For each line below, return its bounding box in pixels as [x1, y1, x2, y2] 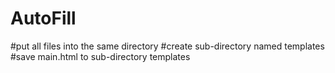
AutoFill [10, 7, 77, 30]
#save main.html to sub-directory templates [10, 50, 191, 62]
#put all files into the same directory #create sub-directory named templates [10, 40, 325, 52]
